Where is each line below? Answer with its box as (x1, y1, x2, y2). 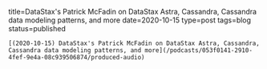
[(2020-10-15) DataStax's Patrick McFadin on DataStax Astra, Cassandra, (8, 39, 261, 47)
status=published (8, 24, 67, 33)
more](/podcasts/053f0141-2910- (144, 47, 253, 55)
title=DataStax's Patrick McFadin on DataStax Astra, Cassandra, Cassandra (8, 7, 257, 16)
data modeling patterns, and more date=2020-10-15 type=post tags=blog (8, 15, 251, 25)
